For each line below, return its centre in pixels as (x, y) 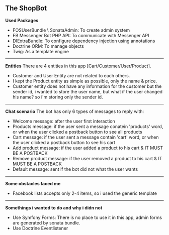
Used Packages (22, 20)
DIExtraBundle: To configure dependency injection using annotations (84, 41)
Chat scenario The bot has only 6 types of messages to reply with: (75, 111)
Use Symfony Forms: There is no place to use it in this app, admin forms (87, 217)
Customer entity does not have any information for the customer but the (87, 86)
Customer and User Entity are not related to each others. (71, 75)
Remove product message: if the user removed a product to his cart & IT (87, 158)
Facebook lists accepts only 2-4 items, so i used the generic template (85, 193)
